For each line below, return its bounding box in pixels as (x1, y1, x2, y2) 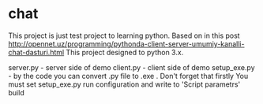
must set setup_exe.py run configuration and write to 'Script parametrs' (8, 80, 241, 89)
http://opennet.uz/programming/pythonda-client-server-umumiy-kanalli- (8, 39, 245, 48)
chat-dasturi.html (8, 47, 65, 57)
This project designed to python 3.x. (66, 47, 184, 57)
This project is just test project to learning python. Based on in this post (8, 31, 240, 40)
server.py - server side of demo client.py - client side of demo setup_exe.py (8, 62, 255, 72)
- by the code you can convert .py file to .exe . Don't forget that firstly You (8, 71, 249, 80)
